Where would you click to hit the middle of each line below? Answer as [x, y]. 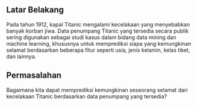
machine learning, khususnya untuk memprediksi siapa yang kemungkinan [99, 43]
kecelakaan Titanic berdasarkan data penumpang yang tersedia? [87, 96]
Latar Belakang [35, 10]
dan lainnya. [21, 56]
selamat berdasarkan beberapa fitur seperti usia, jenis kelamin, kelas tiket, [98, 50]
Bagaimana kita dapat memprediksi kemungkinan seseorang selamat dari [97, 90]
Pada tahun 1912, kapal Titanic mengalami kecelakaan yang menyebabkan [98, 24]
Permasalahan [34, 76]
